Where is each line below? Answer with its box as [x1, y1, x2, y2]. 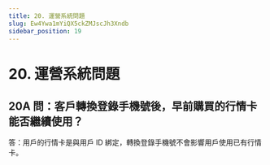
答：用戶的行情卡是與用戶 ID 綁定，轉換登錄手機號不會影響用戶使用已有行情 [8, 137, 262, 147]
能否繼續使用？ [8, 115, 84, 128]
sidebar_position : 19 [8, 27, 82, 35]
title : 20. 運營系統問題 [8, 11, 85, 20]
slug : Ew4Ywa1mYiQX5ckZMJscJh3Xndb [8, 20, 129, 28]
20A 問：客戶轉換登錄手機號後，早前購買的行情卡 [8, 99, 258, 113]
